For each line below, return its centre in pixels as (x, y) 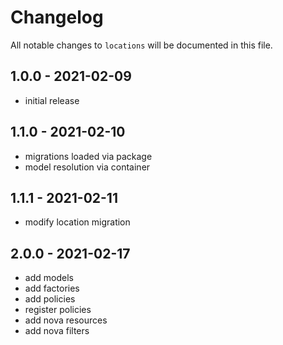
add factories (52, 288)
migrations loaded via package (88, 156)
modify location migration (77, 222)
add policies (50, 299)
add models (49, 278)
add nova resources (66, 320)
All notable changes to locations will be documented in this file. (141, 45)
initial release (52, 100)
